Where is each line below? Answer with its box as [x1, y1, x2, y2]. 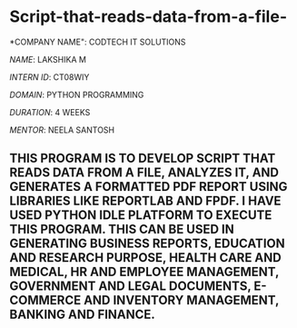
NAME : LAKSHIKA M [9, 54, 86, 65]
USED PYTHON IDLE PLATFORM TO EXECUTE [9, 207, 272, 224]
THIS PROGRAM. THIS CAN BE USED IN [9, 222, 234, 237]
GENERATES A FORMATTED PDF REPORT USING [9, 179, 288, 194]
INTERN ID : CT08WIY [9, 71, 90, 83]
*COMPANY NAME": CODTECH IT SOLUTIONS [9, 36, 186, 47]
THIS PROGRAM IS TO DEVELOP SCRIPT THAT [9, 151, 276, 166]
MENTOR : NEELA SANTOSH [9, 124, 115, 135]
